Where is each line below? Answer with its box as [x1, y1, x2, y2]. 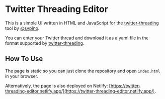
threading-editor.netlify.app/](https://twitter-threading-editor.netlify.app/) [5, 88, 155, 94]
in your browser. [5, 73, 39, 79]
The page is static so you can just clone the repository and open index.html [5, 68, 161, 74]
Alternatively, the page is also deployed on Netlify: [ [5, 83, 111, 89]
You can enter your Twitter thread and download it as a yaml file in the [5, 35, 149, 41]
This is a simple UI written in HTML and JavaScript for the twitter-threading [5, 20, 159, 26]
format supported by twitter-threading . [5, 40, 84, 46]
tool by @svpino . [5, 25, 40, 31]
